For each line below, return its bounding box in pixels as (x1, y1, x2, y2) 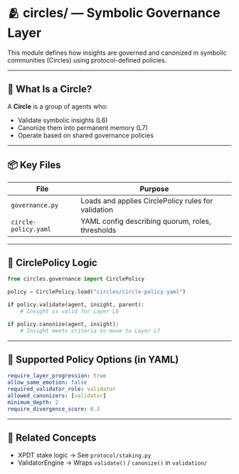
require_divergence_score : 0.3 (7, 405, 100, 412)
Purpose (139, 183, 169, 193)
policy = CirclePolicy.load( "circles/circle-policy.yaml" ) (7, 289, 186, 296)
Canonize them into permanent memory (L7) (17, 123, 148, 131)
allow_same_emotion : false (7, 379, 87, 387)
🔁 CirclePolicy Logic (7, 257, 97, 269)
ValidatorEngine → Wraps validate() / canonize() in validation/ (17, 458, 208, 467)
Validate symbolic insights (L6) (17, 116, 108, 124)
